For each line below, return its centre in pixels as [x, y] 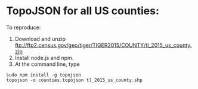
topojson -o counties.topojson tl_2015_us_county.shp [75, 80]
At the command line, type [47, 64]
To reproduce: [24, 27]
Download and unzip [40, 39]
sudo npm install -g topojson [44, 75]
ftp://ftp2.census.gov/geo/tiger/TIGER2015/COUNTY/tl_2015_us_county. [103, 45]
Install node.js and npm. [44, 58]
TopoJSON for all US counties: [83, 11]
